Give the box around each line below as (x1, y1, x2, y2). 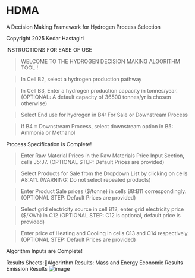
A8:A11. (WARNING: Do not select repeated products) (20, 176, 151, 183)
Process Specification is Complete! (6, 140, 92, 147)
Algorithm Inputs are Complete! (6, 247, 83, 254)
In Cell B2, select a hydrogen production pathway (20, 75, 142, 83)
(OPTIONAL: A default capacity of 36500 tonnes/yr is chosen (20, 93, 171, 100)
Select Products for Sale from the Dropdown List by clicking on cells (20, 170, 188, 177)
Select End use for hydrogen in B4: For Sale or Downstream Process (20, 111, 188, 118)
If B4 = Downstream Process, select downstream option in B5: (20, 122, 174, 129)
